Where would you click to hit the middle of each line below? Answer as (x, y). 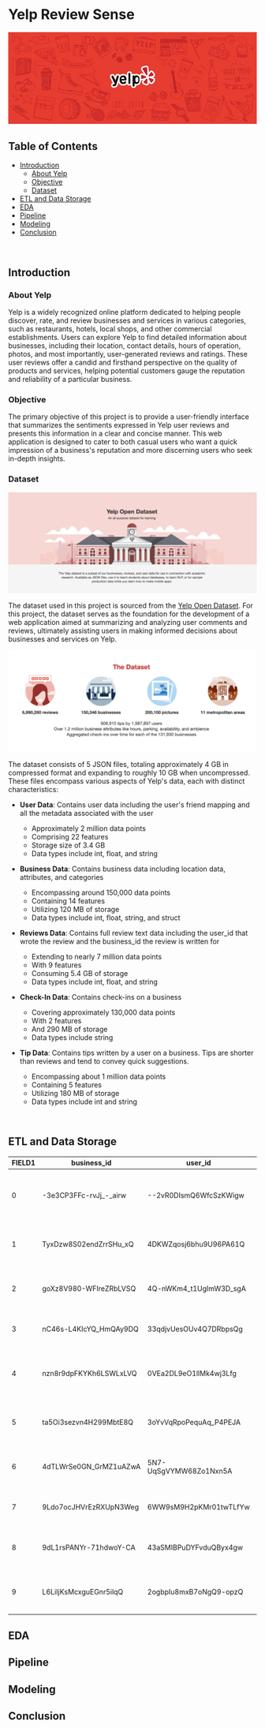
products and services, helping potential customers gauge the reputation (127, 370)
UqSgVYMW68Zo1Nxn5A (190, 1471)
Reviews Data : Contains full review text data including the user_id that (134, 933)
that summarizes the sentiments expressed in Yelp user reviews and (119, 425)
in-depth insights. (37, 458)
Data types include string (72, 1038)
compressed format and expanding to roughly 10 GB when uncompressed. (129, 773)
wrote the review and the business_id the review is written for (119, 941)
